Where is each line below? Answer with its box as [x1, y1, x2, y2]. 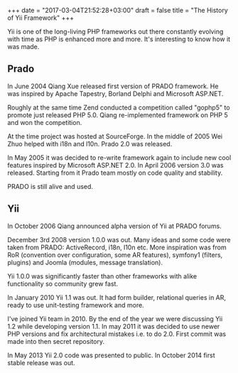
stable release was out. [7, 358, 76, 367]
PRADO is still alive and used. [7, 182, 94, 190]
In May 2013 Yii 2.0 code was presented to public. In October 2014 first [7, 351, 215, 360]
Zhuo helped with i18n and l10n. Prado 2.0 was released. [7, 139, 173, 148]
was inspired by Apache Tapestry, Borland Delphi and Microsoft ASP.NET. [7, 89, 224, 98]
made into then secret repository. [7, 337, 105, 345]
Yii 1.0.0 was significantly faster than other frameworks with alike [7, 271, 198, 280]
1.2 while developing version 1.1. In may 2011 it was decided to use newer [7, 322, 220, 330]
